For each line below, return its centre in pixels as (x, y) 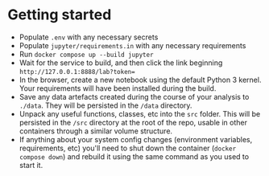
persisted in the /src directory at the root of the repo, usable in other (133, 122)
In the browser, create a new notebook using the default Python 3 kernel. (140, 80)
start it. (31, 165)
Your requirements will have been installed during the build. (118, 88)
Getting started (60, 15)
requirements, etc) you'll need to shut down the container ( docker (128, 148)
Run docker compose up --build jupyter (86, 54)
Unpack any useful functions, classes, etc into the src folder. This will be (140, 113)
